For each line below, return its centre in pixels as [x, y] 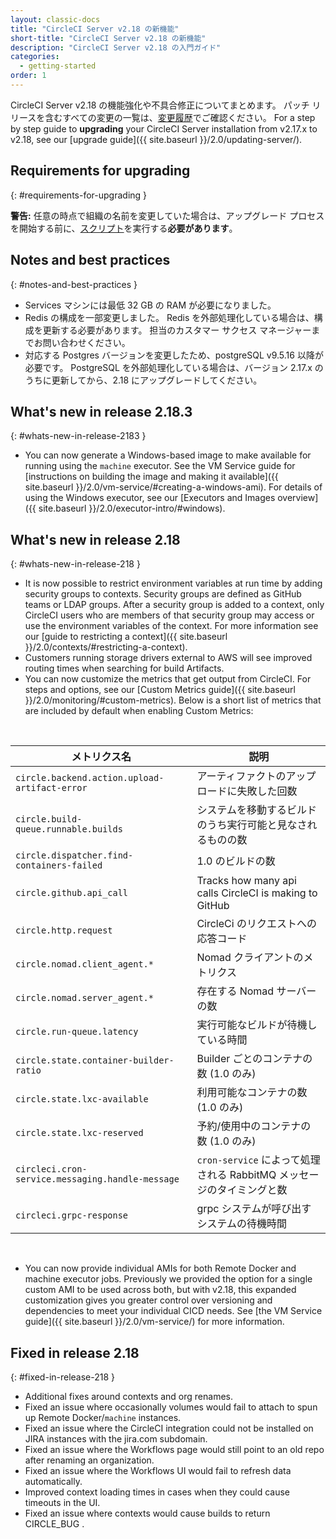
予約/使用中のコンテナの [254, 1126]
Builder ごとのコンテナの [254, 1059]
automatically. [53, 1481]
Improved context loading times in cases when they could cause [157, 1492]
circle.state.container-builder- [95, 1060]
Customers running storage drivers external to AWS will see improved [168, 658]
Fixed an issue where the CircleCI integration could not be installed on [169, 1428]
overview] [298, 498]
